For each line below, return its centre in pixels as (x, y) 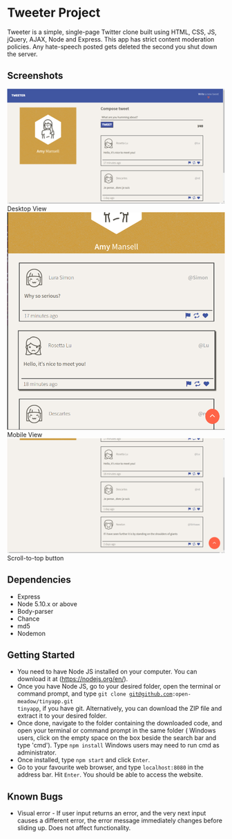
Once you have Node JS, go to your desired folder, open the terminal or (119, 687)
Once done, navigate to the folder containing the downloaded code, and (119, 723)
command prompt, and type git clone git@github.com (95, 694)
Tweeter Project (54, 13)
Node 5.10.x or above (47, 603)
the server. (22, 54)
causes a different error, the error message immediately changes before (120, 821)
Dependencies (39, 580)
